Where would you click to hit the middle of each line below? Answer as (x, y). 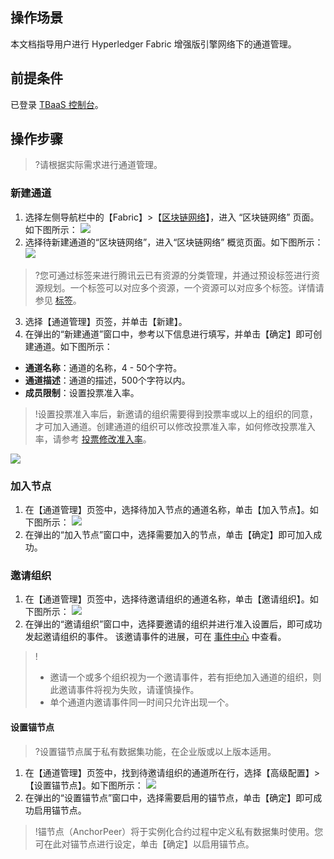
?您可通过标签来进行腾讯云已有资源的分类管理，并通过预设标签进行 (173, 275)
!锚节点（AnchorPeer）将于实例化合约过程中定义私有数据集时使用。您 (179, 831)
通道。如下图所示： (73, 346)
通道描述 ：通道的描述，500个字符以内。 (107, 380)
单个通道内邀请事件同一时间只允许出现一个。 (142, 702)
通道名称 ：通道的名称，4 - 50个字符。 (103, 367)
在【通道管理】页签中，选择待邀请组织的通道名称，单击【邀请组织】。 (167, 599)
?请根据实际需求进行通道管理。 (98, 165)
